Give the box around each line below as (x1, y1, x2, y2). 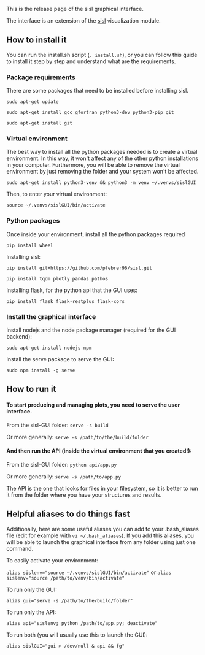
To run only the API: (6, 608, 56, 616)
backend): (6, 333, 33, 340)
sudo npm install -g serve (6, 367, 75, 373)
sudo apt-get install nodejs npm (6, 345, 92, 351)
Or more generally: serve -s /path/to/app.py (6, 472, 122, 480)
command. (6, 545, 34, 552)
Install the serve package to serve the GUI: (6, 356, 115, 362)
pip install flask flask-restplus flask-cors (6, 298, 125, 304)
